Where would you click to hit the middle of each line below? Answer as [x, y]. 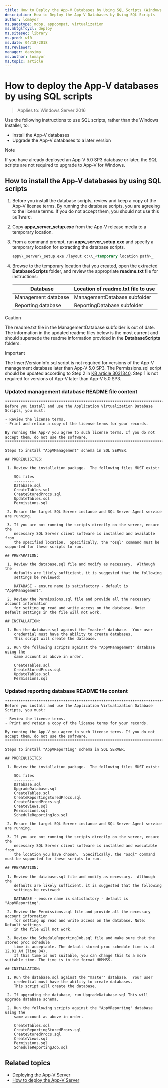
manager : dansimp [23, 52]
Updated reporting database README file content [67, 691]
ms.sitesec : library [27, 33]
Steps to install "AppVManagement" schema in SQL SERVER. [67, 451]
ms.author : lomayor [25, 56]
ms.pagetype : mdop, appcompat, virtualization [54, 24]
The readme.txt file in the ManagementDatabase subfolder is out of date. [80, 327]
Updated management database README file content [71, 391]
